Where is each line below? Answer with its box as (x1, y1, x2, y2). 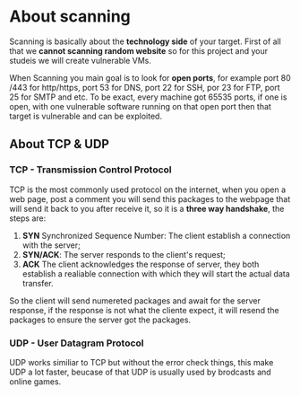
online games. (9, 375, 62, 387)
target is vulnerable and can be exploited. (9, 110, 163, 121)
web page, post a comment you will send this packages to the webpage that (9, 193, 291, 204)
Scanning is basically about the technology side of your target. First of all (9, 36, 282, 47)
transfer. (21, 277, 54, 288)
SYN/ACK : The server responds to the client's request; (21, 249, 226, 260)
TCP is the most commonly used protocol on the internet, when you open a (9, 184, 287, 195)
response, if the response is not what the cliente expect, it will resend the (9, 304, 279, 315)
